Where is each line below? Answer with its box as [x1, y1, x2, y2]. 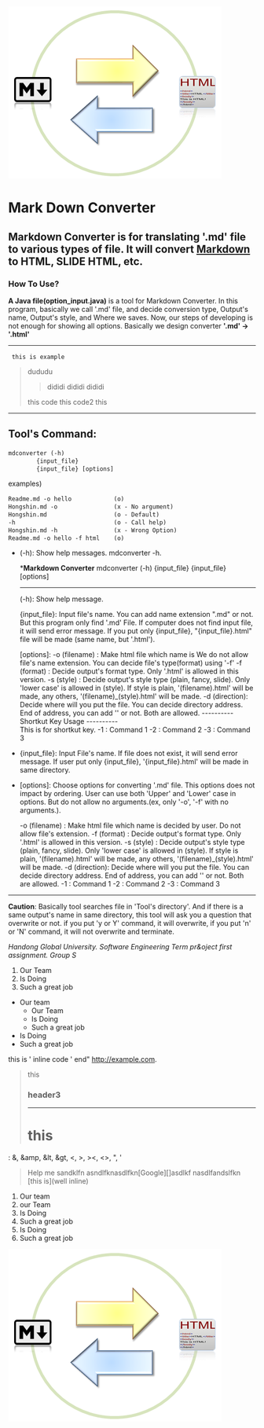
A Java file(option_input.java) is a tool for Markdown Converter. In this [8, 296, 238, 305]
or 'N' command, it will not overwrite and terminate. [8, 927, 174, 936]
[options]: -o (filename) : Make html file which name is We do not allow [19, 649, 249, 659]
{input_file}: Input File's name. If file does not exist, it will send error [19, 748, 238, 758]
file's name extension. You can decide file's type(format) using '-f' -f [19, 658, 242, 667]
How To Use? [8, 278, 60, 289]
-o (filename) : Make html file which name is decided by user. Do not [19, 820, 241, 830]
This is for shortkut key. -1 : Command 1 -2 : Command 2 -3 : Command [19, 725, 251, 734]
